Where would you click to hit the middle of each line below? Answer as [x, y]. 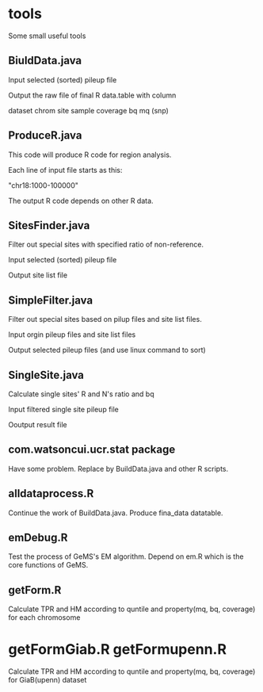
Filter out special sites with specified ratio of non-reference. [106, 245]
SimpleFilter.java [51, 300]
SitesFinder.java [49, 226]
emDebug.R [38, 538]
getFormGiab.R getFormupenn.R [118, 650]
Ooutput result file [38, 424]
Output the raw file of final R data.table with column [92, 95]
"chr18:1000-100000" [44, 185]
